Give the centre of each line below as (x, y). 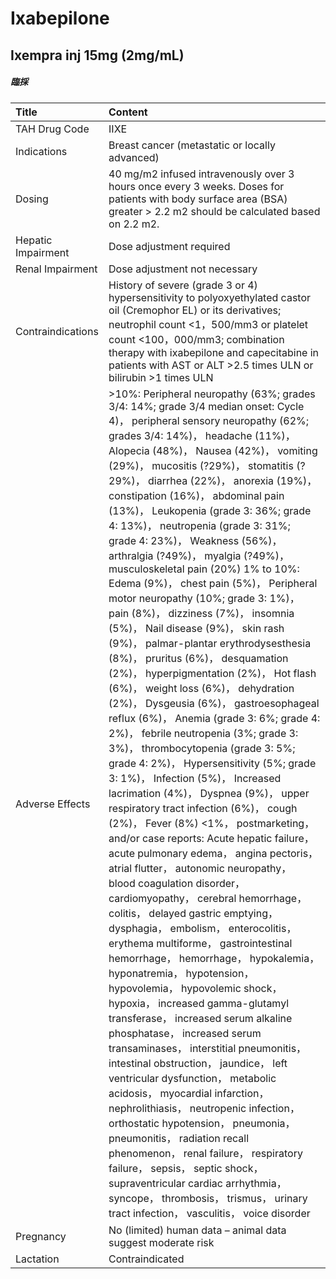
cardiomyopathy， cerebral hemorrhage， (208, 898)
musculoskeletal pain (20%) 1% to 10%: (204, 569)
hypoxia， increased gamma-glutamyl (199, 1003)
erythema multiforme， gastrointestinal (200, 943)
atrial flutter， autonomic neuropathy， (200, 868)
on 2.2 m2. (134, 224)
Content (128, 112)
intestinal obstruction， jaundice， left (198, 1063)
